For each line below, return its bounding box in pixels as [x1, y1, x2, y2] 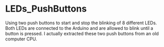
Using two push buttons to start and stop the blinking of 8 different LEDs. [5, 20, 157, 26]
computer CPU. [5, 36, 37, 42]
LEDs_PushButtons [5, 3, 87, 15]
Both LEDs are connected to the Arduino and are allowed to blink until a [5, 25, 153, 31]
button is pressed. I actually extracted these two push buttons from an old [5, 30, 159, 36]
